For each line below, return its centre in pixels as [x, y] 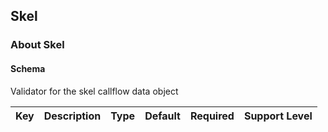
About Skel [37, 45]
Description [72, 116]
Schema [28, 68]
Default [162, 116]
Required [212, 116]
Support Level [278, 116]
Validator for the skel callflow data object [94, 91]
